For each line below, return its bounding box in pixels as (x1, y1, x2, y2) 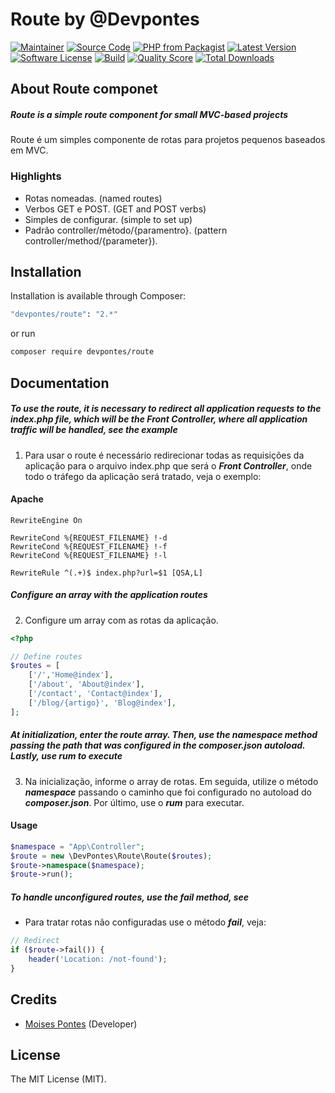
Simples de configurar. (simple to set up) (24, 213, 193, 225)
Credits (10, 991, 58, 1008)
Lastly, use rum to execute (10, 750, 123, 762)
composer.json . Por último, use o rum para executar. (24, 796, 245, 808)
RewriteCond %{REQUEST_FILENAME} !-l (10, 550, 168, 560)
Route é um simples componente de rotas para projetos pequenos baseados (10, 134, 326, 146)
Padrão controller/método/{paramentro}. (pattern (24, 224, 228, 236)
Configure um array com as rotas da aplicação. (24, 614, 219, 626)
